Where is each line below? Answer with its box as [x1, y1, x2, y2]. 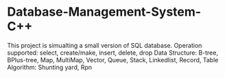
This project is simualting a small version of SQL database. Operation [7, 41, 202, 49]
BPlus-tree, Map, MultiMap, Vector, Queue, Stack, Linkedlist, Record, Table [7, 55, 219, 64]
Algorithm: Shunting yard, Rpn [7, 63, 93, 71]
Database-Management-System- [7, 4, 201, 20]
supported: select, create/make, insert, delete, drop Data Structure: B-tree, [7, 49, 218, 57]
